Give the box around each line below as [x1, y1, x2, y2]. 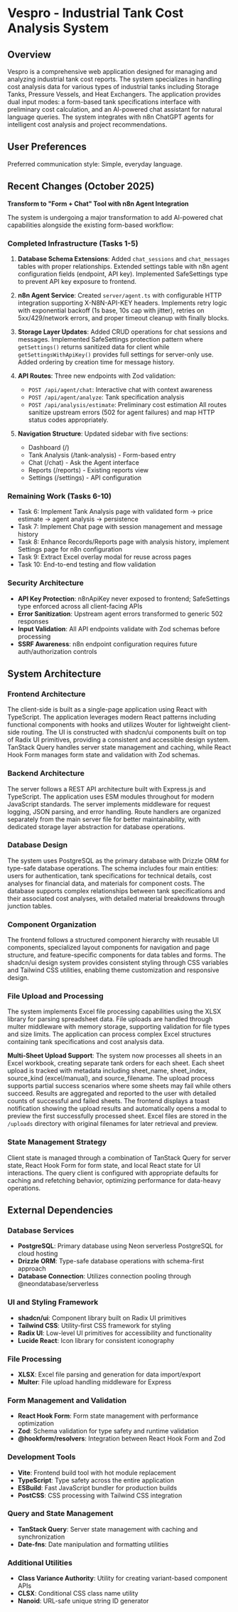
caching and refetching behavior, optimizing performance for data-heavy [7, 1176, 222, 1184]
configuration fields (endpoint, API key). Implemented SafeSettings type [17, 269, 229, 278]
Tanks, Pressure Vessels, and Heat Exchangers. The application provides [7, 90, 222, 98]
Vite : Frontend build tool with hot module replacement [17, 1468, 176, 1477]
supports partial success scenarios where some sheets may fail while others [7, 1082, 232, 1090]
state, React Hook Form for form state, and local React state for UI [7, 1161, 201, 1169]
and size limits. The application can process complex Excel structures [7, 1030, 212, 1038]
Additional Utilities [7, 1557, 72, 1567]
